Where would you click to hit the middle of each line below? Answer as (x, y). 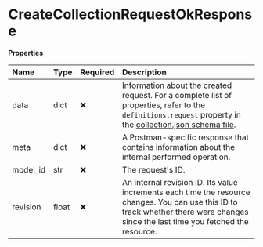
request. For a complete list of (177, 95)
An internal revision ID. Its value (180, 182)
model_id (29, 169)
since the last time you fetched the (186, 221)
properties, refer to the (164, 105)
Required (97, 72)
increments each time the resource (186, 192)
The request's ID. (154, 169)
